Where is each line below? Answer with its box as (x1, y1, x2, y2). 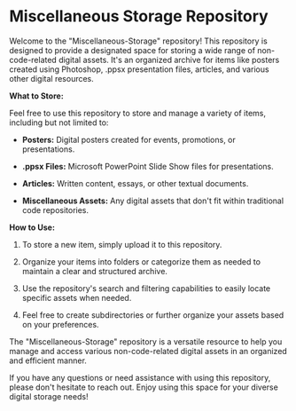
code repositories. (21, 204, 90, 215)
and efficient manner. (9, 355, 87, 366)
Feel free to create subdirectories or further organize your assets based (21, 309, 284, 320)
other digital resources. (9, 73, 95, 83)
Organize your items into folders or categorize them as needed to (21, 256, 261, 267)
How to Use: (9, 222, 56, 233)
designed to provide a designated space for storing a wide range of (9, 44, 255, 55)
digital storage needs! (9, 391, 89, 401)
